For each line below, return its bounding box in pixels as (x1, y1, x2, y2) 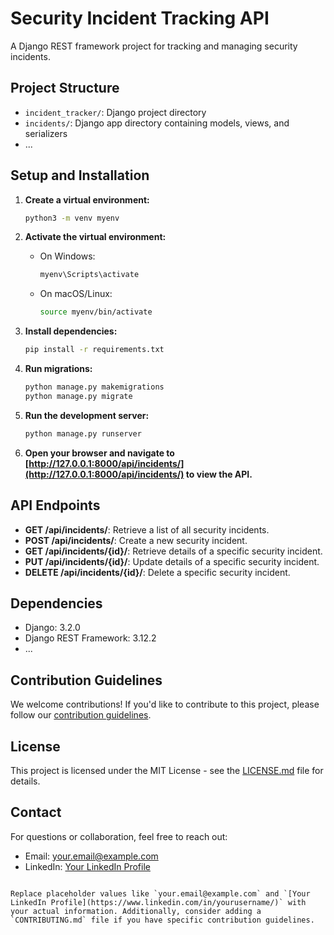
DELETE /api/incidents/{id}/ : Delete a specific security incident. (24, 566, 291, 578)
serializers (24, 127, 68, 139)
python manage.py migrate (24, 391, 133, 401)
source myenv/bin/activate (39, 307, 153, 317)
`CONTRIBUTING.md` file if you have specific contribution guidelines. (10, 915, 315, 925)
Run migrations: (24, 363, 93, 375)
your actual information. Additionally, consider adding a (10, 906, 262, 916)
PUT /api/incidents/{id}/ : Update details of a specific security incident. (24, 555, 320, 567)
